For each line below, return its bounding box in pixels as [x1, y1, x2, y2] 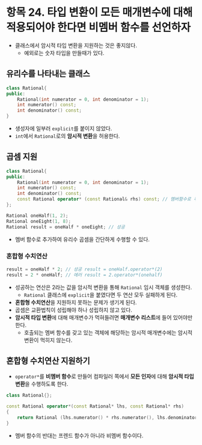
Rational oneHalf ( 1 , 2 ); [6, 213, 69, 219]
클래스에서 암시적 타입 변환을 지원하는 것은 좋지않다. [14, 42, 137, 49]
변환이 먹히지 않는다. [23, 336, 73, 344]
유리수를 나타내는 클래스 [6, 69, 90, 79]
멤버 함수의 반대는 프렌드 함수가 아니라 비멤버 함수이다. [14, 432, 144, 439]
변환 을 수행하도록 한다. [14, 380, 69, 388]
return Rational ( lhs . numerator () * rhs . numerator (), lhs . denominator [17, 415, 198, 421]
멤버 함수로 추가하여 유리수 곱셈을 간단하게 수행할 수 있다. [14, 235, 150, 243]
